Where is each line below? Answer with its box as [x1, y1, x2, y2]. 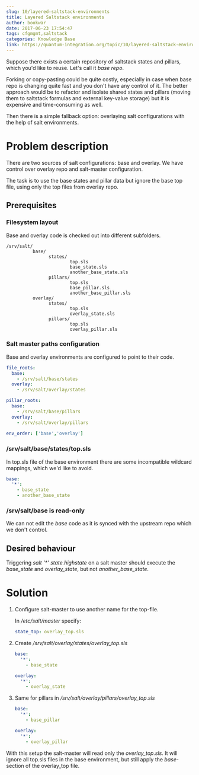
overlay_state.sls [69, 311, 115, 317]
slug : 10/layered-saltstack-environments [6, 8, 110, 15]
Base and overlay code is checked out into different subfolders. [6, 232, 161, 239]
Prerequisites [6, 200, 57, 211]
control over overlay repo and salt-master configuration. [6, 165, 143, 173]
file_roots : [6, 365, 36, 371]
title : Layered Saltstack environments [6, 14, 105, 20]
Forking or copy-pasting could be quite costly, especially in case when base [6, 75, 192, 83]
